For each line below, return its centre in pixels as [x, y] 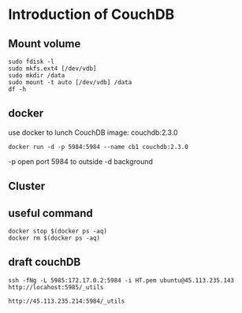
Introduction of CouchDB [91, 15]
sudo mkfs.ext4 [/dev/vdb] [52, 69]
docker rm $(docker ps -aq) [54, 238]
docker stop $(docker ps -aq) [58, 231]
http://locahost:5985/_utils [56, 287]
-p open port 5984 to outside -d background [81, 161]
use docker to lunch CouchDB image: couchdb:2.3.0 [93, 132]
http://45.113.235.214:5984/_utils [67, 301]
